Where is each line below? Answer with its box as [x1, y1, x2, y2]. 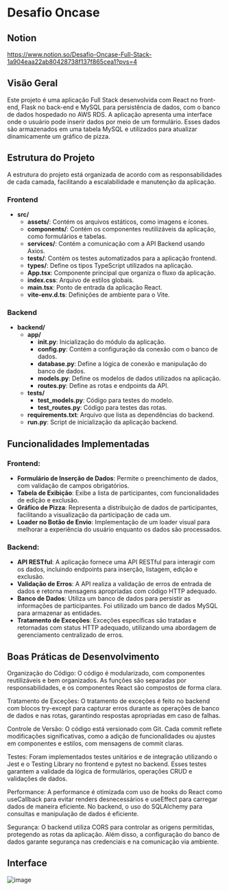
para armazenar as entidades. [16, 609, 102, 617]
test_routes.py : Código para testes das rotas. [37, 404, 167, 412]
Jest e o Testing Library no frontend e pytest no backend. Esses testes [7, 760, 207, 768]
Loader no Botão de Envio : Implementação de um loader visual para [16, 518, 210, 526]
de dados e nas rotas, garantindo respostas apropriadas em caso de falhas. [7, 712, 221, 720]
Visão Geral [7, 78, 58, 89]
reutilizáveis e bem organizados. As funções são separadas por [7, 676, 187, 684]
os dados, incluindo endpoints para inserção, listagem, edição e [16, 565, 198, 574]
